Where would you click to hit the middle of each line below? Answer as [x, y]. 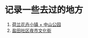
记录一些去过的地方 [44, 10]
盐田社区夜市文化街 [32, 30]
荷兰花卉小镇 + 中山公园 [36, 24]
